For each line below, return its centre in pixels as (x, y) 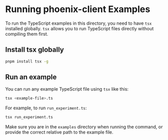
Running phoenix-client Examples (78, 9)
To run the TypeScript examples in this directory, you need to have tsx (78, 23)
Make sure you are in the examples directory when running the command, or (84, 127)
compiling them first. (27, 34)
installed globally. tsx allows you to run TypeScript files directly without (79, 28)
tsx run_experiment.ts (29, 117)
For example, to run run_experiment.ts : (46, 108)
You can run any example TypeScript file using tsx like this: (67, 89)
